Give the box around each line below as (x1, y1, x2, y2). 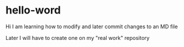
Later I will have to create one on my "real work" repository (5, 34, 150, 41)
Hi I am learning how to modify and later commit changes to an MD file (5, 23, 178, 30)
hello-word (5, 4, 61, 17)
